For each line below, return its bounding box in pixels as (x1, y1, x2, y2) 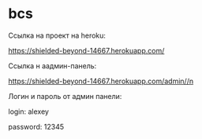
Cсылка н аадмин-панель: (8, 60, 97, 71)
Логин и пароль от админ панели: (8, 91, 122, 101)
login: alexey (8, 107, 50, 116)
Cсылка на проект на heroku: (8, 31, 107, 40)
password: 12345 (8, 122, 65, 131)
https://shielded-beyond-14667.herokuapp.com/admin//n (8, 76, 194, 86)
